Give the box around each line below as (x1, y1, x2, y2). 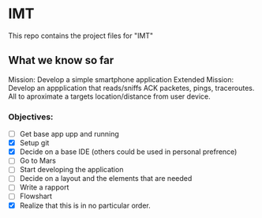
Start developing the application (19, 165, 124, 175)
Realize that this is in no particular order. (19, 201, 152, 210)
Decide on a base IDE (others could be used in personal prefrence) (19, 147, 238, 156)
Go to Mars (19, 156, 57, 166)
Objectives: (8, 111, 54, 122)
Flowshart (19, 191, 53, 201)
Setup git (19, 138, 50, 148)
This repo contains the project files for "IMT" (8, 31, 154, 40)
